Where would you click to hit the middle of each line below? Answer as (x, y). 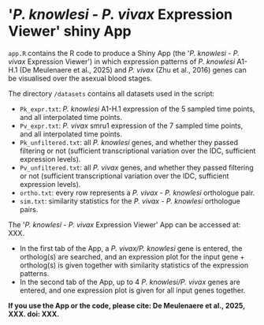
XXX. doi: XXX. (34, 314)
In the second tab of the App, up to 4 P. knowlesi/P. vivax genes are (130, 282)
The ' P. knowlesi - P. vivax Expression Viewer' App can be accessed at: (125, 224)
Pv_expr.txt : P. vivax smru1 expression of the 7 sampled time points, (131, 125)
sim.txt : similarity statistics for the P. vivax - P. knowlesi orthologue (130, 201)
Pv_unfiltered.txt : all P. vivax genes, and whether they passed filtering (136, 167)
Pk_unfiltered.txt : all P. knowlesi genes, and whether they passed (129, 142)
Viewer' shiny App (70, 31)
